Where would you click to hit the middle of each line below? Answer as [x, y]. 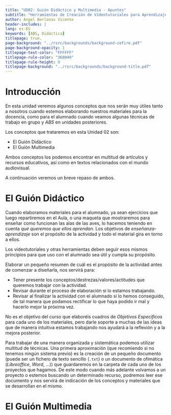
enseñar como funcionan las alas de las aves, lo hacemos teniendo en [79, 223]
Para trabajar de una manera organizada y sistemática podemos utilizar [80, 343]
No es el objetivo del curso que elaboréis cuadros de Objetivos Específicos [84, 317]
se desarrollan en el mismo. [34, 386]
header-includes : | [26, 24]
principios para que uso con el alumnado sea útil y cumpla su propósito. [81, 255]
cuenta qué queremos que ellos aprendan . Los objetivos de [68, 229]
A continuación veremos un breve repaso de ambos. [60, 178]
